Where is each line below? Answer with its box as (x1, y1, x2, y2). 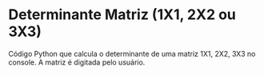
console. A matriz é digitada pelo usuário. (8, 57, 146, 67)
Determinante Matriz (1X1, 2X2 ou (8, 6, 236, 24)
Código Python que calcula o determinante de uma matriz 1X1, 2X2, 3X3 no (8, 49, 256, 58)
